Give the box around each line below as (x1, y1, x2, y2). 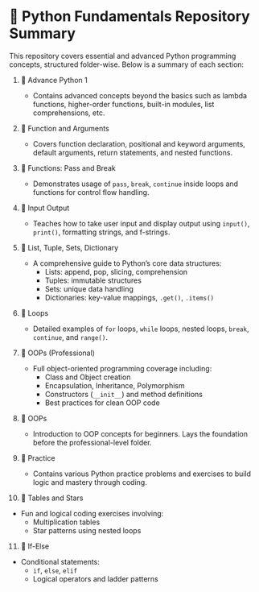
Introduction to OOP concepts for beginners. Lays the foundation (32, 428, 249, 438)
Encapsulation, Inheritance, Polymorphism (44, 380, 185, 390)
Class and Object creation (44, 372, 131, 382)
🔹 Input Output (20, 203, 70, 213)
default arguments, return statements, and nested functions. (32, 147, 232, 157)
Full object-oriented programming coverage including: (32, 363, 212, 373)
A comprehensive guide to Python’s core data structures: (32, 258, 222, 268)
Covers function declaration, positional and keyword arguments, (32, 139, 246, 148)
